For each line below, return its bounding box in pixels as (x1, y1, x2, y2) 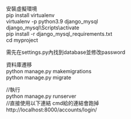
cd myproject (6, 37, 38, 43)
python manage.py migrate (6, 74, 72, 81)
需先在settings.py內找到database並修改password (6, 49, 126, 56)
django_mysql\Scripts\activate (6, 24, 79, 31)
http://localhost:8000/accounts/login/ (6, 106, 97, 113)
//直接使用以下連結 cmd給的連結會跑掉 (6, 100, 99, 107)
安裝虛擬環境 (6, 5, 37, 12)
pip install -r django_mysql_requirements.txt (6, 30, 113, 37)
